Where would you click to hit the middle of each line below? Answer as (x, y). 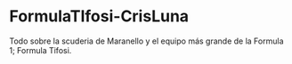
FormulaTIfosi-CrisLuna (99, 16)
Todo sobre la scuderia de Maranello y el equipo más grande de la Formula (146, 41)
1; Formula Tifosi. (41, 50)
